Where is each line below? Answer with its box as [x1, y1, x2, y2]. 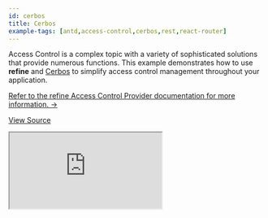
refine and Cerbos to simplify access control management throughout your [8, 67, 260, 76]
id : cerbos [8, 11, 45, 20]
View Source [8, 116, 51, 125]
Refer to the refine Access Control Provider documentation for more [8, 91, 236, 101]
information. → [8, 99, 58, 110]
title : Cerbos [8, 20, 57, 28]
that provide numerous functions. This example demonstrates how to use [8, 58, 253, 68]
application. [8, 75, 48, 85]
